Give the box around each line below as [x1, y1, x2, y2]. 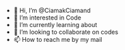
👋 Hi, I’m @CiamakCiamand [13, 7, 91, 14]
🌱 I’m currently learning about [13, 21, 98, 28]
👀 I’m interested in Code [13, 14, 82, 22]
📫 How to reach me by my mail [13, 36, 102, 43]
